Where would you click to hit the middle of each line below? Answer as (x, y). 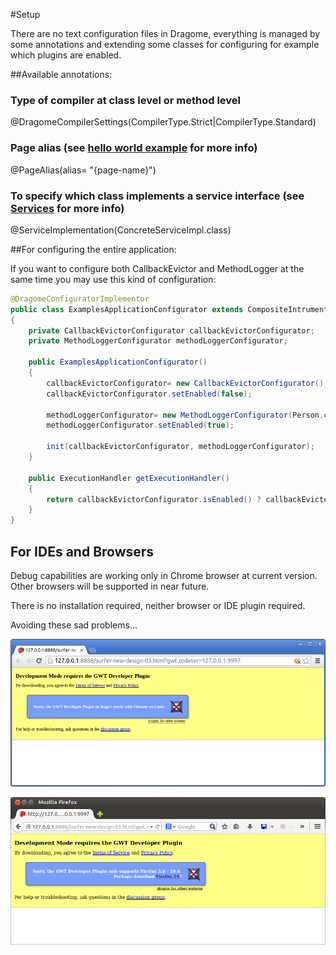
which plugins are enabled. (66, 55)
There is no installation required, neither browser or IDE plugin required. (158, 605)
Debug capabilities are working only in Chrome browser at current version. (164, 575)
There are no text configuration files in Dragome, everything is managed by (165, 33)
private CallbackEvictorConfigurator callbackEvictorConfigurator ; (171, 330)
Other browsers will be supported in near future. (110, 586)
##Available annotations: (61, 74)
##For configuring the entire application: (93, 249)
